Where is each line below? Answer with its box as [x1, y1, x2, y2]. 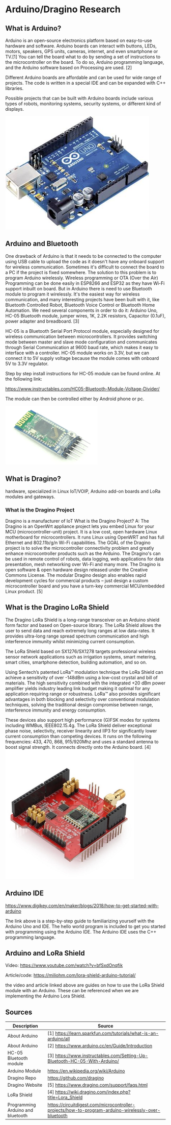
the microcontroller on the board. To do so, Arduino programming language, [5, 59, 164, 65]
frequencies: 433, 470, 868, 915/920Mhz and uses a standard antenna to [5, 739, 159, 745]
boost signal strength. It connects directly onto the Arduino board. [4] [5, 744, 151, 750]
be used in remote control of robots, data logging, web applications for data [5, 555, 164, 562]
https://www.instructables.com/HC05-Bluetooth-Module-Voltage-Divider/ [5, 385, 160, 392]
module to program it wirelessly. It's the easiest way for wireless [5, 291, 140, 297]
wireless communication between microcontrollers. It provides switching [5, 333, 158, 339]
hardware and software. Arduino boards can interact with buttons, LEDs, [5, 43, 157, 49]
